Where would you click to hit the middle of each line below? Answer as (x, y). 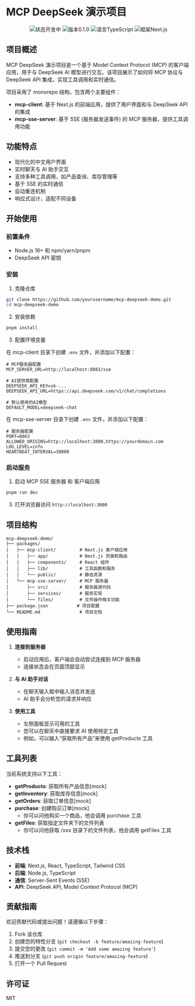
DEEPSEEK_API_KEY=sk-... (36, 386)
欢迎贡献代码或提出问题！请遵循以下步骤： (57, 922)
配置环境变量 (30, 340)
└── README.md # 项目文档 (54, 613)
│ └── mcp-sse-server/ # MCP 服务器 (57, 581)
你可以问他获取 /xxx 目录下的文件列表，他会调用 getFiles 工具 (97, 830)
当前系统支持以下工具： (34, 774)
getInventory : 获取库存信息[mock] (56, 793)
